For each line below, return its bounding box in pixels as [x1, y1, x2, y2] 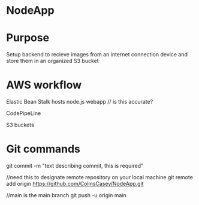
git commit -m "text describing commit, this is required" [6, 162, 144, 169]
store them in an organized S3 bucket [6, 58, 99, 65]
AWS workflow [6, 79, 82, 92]
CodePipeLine [6, 110, 41, 117]
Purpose [6, 31, 50, 45]
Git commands [6, 142, 81, 156]
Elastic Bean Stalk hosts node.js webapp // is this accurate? [6, 98, 153, 105]
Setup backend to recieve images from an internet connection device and [6, 51, 188, 58]
